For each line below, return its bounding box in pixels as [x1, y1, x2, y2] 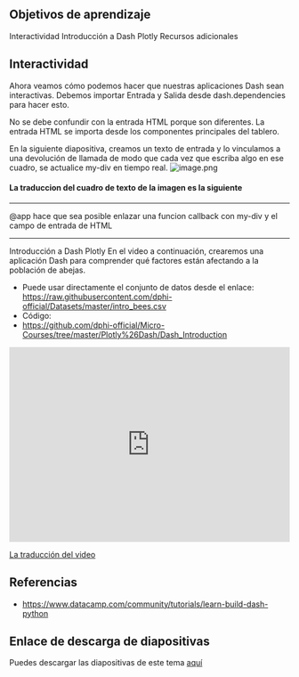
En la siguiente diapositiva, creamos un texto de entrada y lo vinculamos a [9, 143, 281, 154]
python [21, 608, 49, 618]
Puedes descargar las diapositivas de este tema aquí [9, 657, 203, 668]
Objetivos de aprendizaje [9, 7, 151, 22]
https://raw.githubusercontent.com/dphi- [21, 291, 173, 302]
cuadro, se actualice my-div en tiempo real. [9, 162, 168, 173]
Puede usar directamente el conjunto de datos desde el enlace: [21, 281, 255, 292]
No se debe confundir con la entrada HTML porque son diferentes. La [9, 116, 265, 127]
